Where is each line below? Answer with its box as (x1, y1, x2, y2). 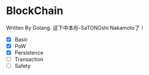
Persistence (14, 49, 44, 56)
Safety (14, 63, 31, 70)
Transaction (14, 56, 44, 63)
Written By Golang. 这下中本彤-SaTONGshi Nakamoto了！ (6, 24, 145, 31)
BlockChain (6, 4, 63, 18)
